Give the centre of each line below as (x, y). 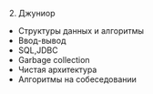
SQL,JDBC (38, 50)
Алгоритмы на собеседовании (77, 79)
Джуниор (36, 13)
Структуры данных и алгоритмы (81, 31)
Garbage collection (54, 60)
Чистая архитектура (57, 69)
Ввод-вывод (42, 41)
